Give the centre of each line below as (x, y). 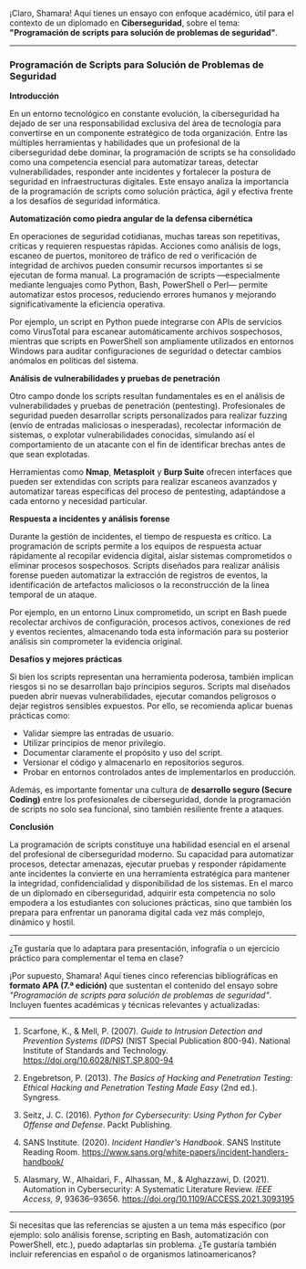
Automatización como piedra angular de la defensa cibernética (131, 219)
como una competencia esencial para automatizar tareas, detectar (134, 163)
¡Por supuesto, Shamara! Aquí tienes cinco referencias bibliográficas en (144, 976)
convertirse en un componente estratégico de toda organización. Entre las (149, 133)
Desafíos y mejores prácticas (66, 659)
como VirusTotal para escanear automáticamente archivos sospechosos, (146, 331)
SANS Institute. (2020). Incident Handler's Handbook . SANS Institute (152, 1143)
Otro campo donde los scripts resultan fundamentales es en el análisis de (147, 396)
